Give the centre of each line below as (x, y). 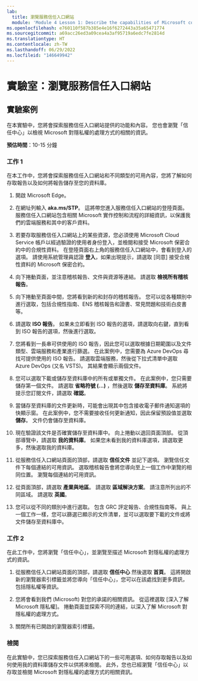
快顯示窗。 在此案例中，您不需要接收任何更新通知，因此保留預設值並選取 (103, 413)
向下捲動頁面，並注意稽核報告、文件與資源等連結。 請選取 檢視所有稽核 (102, 276)
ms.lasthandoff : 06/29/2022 (41, 50)
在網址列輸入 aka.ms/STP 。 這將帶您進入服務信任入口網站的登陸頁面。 (101, 208)
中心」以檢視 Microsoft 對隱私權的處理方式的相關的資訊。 (81, 132)
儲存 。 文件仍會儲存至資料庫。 (52, 420)
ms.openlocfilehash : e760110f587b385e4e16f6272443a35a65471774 (86, 28)
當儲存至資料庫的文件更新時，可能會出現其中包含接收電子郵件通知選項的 (103, 405)
